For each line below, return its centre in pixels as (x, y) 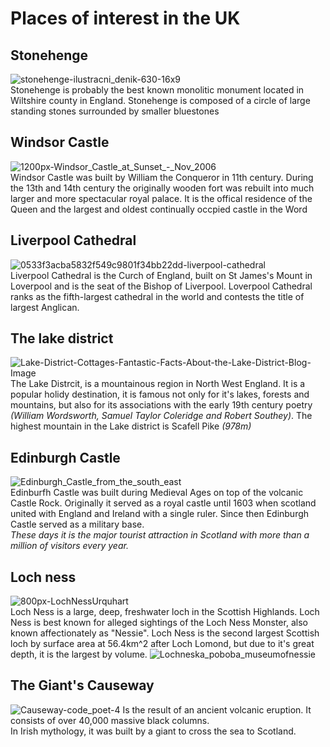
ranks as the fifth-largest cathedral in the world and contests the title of (157, 296)
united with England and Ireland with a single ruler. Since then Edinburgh (160, 514)
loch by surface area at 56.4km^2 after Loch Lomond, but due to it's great (162, 644)
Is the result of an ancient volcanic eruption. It (217, 709)
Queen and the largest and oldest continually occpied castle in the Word (159, 209)
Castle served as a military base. (77, 524)
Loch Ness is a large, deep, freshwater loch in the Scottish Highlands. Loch (165, 612)
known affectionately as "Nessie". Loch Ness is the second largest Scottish (165, 633)
